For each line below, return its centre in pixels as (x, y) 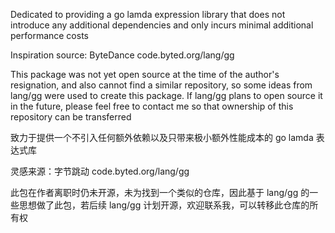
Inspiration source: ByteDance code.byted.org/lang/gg (122, 55)
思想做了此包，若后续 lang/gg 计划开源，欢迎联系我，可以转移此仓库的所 (168, 205)
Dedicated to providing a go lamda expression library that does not (148, 14)
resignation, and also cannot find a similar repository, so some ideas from (161, 85)
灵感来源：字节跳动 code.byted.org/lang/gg (100, 171)
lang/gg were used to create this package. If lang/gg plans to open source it (166, 95)
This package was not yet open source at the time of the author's (145, 74)
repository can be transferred (71, 117)
